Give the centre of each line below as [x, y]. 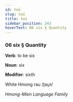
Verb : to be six [20, 56]
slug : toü [15, 14]
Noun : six [15, 65]
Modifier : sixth [20, 75]
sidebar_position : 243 [28, 23]
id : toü [13, 10]
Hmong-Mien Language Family [36, 94]
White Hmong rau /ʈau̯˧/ [29, 84]
